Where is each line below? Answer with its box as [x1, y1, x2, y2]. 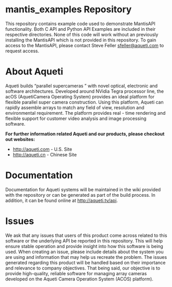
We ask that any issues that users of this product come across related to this [5, 232, 167, 238]
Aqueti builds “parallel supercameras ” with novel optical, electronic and [5, 83, 158, 89]
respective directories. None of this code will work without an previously [5, 31, 159, 37]
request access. [5, 48, 40, 54]
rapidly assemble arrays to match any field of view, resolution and [5, 104, 145, 111]
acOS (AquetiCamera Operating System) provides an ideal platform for [5, 93, 155, 99]
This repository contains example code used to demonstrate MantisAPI [5, 20, 156, 27]
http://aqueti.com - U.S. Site [12, 146, 72, 152]
